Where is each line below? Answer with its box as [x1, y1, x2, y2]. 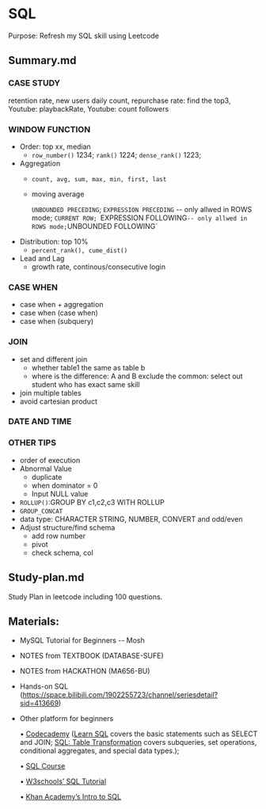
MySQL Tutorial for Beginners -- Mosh [19, 636, 145, 645]
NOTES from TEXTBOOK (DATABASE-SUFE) [19, 651, 164, 661]
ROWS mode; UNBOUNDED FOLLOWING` [31, 221, 158, 230]
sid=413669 [19, 698, 59, 708]
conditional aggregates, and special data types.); [19, 746, 180, 756]
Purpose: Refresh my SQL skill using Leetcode [8, 31, 160, 40]
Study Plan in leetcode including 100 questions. [8, 591, 163, 602]
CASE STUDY [8, 78, 61, 89]
